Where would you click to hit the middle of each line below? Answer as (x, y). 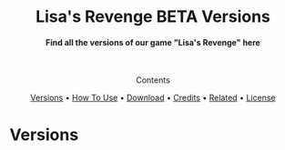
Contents (153, 80)
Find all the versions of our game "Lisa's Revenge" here (153, 42)
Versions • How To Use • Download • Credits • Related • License (153, 98)
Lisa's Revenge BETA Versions (153, 17)
